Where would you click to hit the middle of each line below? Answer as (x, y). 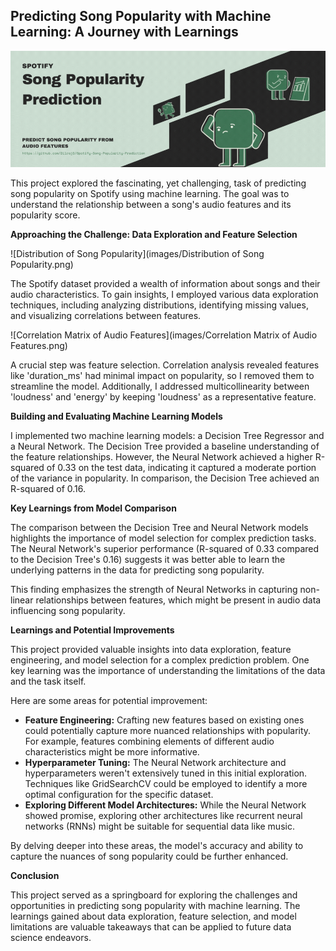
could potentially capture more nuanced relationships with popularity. (168, 731)
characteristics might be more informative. (112, 752)
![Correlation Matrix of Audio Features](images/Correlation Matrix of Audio (164, 335)
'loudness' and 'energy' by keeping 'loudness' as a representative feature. (163, 397)
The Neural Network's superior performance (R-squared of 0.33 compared (165, 549)
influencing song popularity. (68, 611)
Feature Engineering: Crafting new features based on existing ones (164, 720)
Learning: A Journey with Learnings (124, 32)
